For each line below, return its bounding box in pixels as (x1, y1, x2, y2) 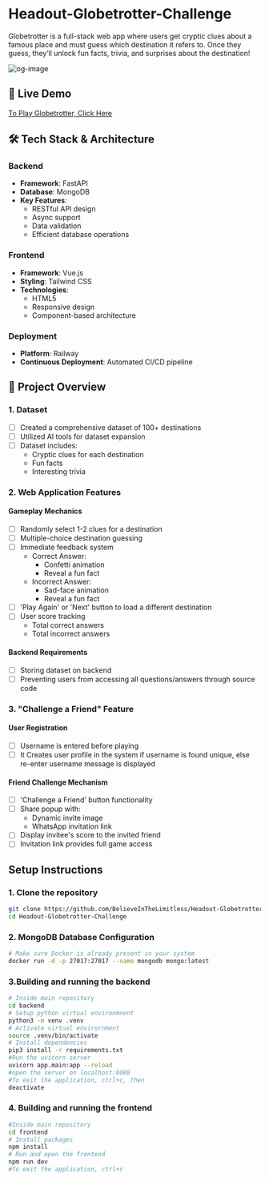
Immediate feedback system (19, 542, 114, 552)
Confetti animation (43, 560, 105, 569)
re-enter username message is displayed (19, 758, 156, 769)
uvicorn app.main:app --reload (8, 1062, 113, 1070)
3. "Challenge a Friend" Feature (8, 703, 134, 714)
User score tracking (19, 612, 86, 621)
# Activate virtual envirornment (8, 1024, 120, 1032)
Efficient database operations (31, 230, 130, 239)
